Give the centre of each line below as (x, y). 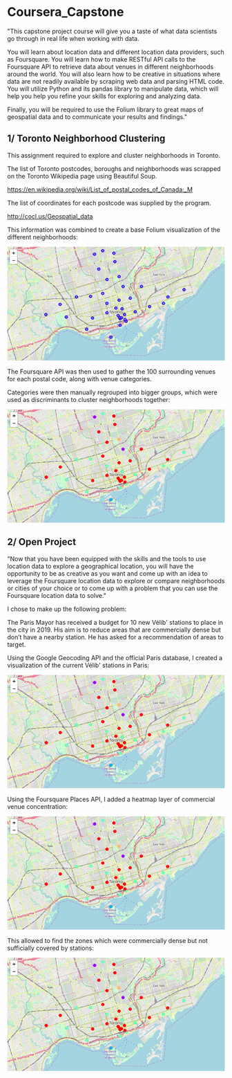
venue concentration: (37, 806)
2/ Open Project (42, 542)
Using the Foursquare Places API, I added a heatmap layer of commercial (111, 799)
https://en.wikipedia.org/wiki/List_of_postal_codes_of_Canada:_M (100, 189)
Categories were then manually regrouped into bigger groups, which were (112, 392)
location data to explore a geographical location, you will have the (101, 566)
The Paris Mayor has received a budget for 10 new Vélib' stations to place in (115, 622)
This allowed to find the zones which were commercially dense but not (108, 940)
